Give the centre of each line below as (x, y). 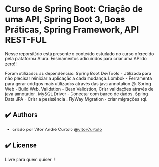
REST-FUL (26, 40)
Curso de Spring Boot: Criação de (74, 9)
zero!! (11, 64)
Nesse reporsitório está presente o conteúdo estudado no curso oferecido (79, 53)
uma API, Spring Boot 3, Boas (65, 19)
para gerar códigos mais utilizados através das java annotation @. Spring (78, 83)
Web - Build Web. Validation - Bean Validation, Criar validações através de (79, 89)
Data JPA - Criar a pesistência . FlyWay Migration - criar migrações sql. (76, 99)
